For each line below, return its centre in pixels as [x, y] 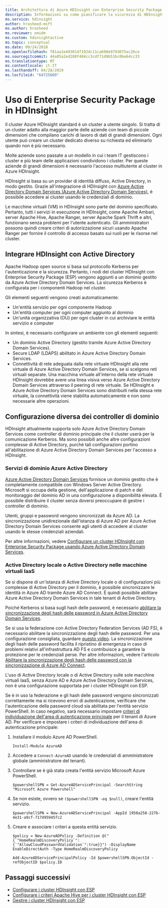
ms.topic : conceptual [28, 43]
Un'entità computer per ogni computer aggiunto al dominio [73, 312]
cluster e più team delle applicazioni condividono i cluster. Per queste [77, 160]
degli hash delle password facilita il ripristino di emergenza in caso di [76, 644]
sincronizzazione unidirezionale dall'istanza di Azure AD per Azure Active [81, 521]
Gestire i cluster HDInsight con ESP [48, 900]
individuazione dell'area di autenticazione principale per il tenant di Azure [81, 717]
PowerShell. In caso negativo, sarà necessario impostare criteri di [72, 711]
